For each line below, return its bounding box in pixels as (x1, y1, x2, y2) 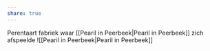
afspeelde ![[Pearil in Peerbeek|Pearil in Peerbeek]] (7, 35, 154, 44)
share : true (7, 10, 41, 17)
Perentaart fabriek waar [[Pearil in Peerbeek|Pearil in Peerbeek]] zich (7, 29, 204, 37)
